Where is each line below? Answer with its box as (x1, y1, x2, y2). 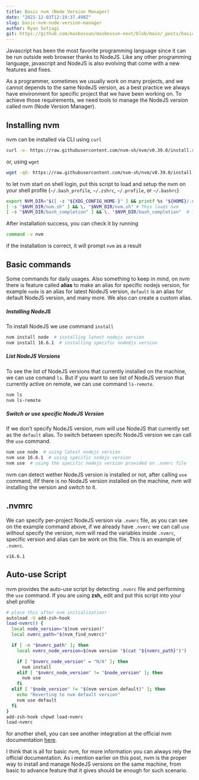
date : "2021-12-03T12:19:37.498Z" (6, 14, 92, 20)
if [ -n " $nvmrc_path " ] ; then (11, 643, 89, 649)
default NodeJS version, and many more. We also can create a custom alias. (6, 294, 192, 301)
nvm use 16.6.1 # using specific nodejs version (6, 455, 131, 461)
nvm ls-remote (6, 397, 41, 403)
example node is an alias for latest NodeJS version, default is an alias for (6, 288, 184, 295)
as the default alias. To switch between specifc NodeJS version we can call (6, 432, 192, 439)
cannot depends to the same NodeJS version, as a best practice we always (6, 84, 190, 91)
